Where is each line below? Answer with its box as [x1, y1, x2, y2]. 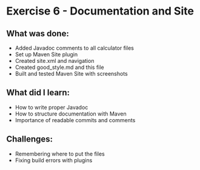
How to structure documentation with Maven [15, 110, 127, 117]
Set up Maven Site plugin [15, 51, 78, 58]
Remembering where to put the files [15, 150, 105, 157]
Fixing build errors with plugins [15, 156, 93, 164]
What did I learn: [6, 88, 70, 98]
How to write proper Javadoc [15, 103, 88, 111]
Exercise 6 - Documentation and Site [6, 4, 194, 18]
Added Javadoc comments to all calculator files [15, 44, 135, 51]
